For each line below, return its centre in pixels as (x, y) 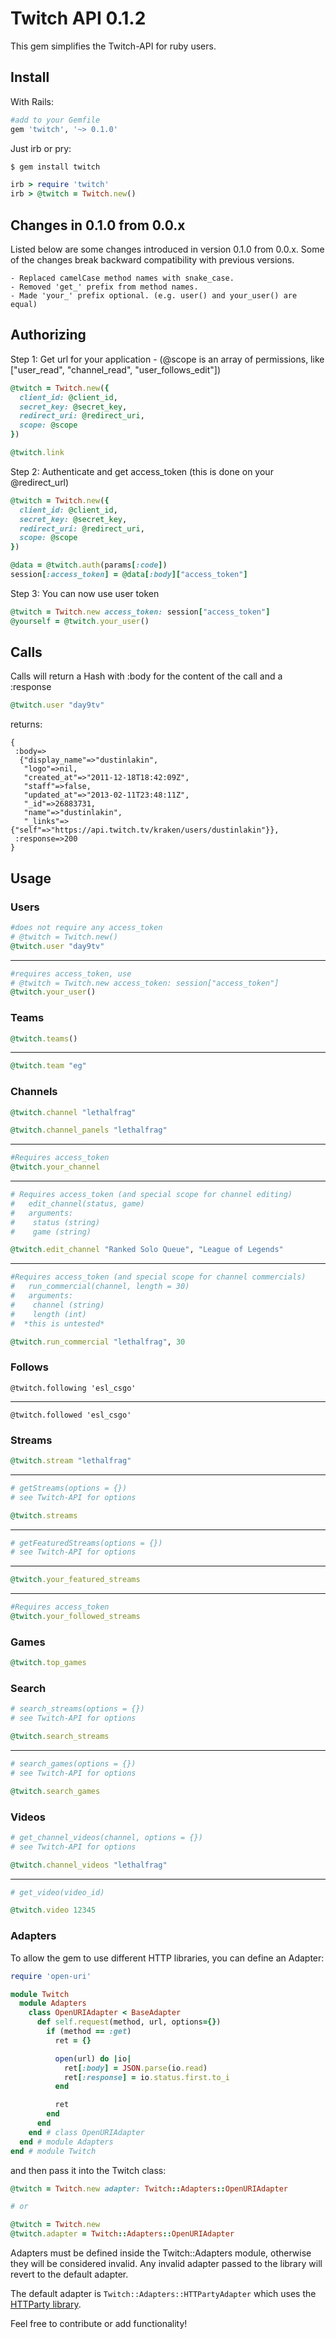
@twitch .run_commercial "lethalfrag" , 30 (98, 1342)
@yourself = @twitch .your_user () (80, 621)
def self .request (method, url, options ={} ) (129, 2022)
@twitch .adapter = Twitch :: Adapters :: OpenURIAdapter (122, 2234)
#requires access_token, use (71, 973)
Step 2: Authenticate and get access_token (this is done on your (142, 471)
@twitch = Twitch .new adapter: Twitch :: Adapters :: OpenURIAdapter (149, 2188)
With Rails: (32, 101)
